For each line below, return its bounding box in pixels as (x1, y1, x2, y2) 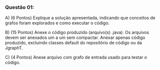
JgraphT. (5, 45, 23, 51)
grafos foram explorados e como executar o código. (5, 20, 110, 26)
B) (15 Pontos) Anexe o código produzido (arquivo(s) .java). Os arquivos (5, 30, 149, 35)
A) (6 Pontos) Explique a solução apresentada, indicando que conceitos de (5, 15, 156, 21)
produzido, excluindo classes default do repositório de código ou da (5, 40, 142, 46)
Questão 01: (5, 4, 34, 11)
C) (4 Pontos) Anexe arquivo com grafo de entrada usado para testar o (5, 54, 147, 60)
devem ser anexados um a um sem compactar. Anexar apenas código (5, 35, 145, 40)
